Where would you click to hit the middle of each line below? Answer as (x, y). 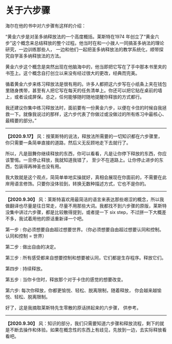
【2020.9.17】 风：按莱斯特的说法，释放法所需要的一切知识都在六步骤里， (84, 136)
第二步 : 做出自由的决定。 (32, 247)
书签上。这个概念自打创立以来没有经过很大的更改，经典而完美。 (72, 73)
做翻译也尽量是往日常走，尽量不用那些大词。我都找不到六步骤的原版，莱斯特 (86, 206)
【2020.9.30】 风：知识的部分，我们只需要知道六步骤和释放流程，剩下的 (83, 323)
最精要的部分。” (21, 120)
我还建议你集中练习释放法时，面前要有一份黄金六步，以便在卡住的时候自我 (84, 108)
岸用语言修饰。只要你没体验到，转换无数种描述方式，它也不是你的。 (77, 184)
